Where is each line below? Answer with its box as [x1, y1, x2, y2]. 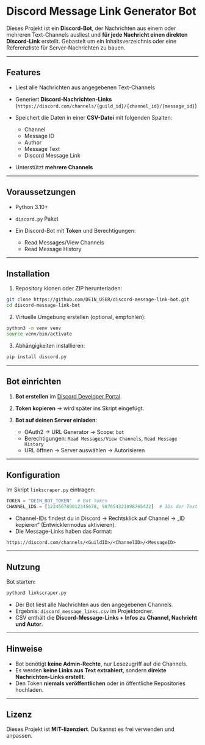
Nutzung [6, 562, 41, 572]
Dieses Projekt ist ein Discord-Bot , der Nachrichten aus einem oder [6, 24, 176, 32]
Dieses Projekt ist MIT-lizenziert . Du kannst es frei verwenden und [6, 725, 175, 733]
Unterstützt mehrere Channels [15, 163, 93, 171]
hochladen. [15, 686, 44, 693]
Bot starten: [6, 578, 36, 585]
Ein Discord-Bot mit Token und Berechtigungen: [15, 227, 136, 234]
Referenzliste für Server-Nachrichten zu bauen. [6, 44, 126, 51]
